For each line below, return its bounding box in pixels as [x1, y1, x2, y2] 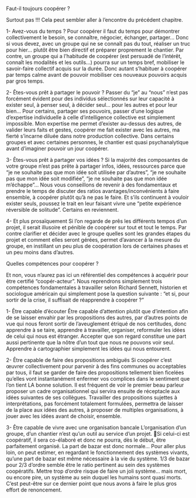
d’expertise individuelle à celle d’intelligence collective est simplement [6, 114, 176, 121]
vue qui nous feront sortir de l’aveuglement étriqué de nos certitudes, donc [6, 320, 187, 327]
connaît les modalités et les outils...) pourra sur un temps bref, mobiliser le [6, 59, 185, 66]
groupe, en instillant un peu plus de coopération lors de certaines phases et [6, 243, 188, 249]
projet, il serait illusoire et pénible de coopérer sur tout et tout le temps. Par [6, 224, 187, 231]
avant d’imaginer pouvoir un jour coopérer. [6, 145, 109, 152]
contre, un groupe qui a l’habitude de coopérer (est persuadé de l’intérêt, [6, 53, 183, 59]
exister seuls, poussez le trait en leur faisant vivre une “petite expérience [6, 200, 182, 207]
